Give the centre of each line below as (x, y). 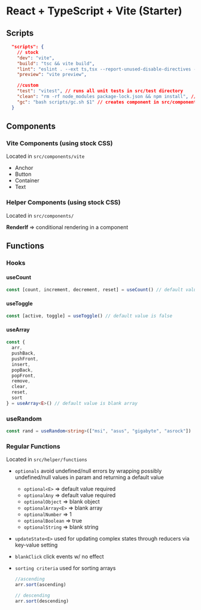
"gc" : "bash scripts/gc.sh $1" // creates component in (88, 102)
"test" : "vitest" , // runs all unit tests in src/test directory (100, 91)
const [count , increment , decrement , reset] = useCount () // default (95, 290)
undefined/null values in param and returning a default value (89, 477)
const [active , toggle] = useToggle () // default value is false (89, 316)
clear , (20, 387)
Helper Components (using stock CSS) (63, 203)
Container (27, 181)
